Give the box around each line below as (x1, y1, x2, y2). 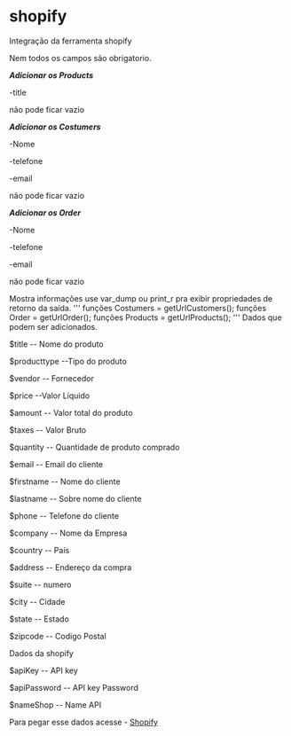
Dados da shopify (9, 647, 74, 658)
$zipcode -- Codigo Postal (9, 630, 106, 641)
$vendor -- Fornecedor (9, 372, 95, 383)
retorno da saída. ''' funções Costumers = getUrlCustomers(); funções (9, 302, 267, 313)
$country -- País (9, 544, 70, 555)
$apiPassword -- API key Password (9, 682, 139, 693)
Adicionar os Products (9, 69, 94, 81)
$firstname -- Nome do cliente (9, 476, 122, 487)
